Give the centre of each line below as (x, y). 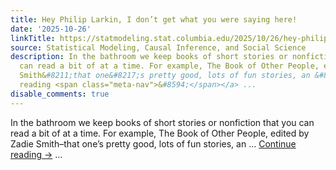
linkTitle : (33, 38)
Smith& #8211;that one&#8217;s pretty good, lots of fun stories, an (165, 76)
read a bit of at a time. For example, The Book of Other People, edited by (160, 133)
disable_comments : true (60, 94)
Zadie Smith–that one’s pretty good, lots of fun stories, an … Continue (153, 143)
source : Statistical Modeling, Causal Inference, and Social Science (158, 47)
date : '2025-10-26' (51, 29)
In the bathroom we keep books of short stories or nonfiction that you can (162, 122)
